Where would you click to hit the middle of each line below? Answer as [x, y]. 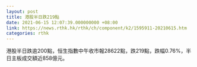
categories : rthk [28, 33]
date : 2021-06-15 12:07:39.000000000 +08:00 [62, 22]
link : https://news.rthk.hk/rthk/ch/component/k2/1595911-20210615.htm [96, 28]
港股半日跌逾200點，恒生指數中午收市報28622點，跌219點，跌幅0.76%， [96, 51]
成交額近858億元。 [45, 58]
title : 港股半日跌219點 [33, 17]
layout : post [22, 11]
